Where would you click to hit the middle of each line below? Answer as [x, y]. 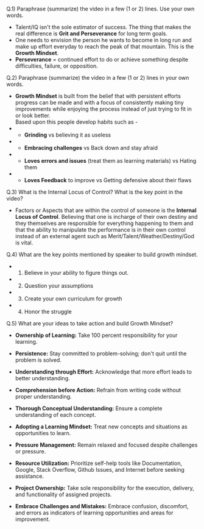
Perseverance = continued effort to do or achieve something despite [102, 59]
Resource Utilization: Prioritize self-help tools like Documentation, [99, 463]
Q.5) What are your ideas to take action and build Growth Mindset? [90, 323]
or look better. [33, 115]
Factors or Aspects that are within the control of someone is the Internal [106, 210]
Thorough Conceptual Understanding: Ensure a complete [89, 408]
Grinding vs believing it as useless [68, 135]
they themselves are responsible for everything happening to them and [104, 223]
